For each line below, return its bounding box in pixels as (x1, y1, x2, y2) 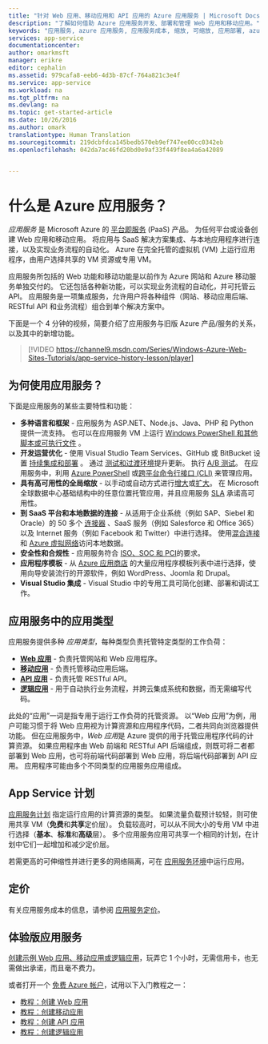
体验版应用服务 (8, 930, 82, 944)
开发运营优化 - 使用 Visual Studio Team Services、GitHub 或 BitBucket (19, 448, 252, 458)
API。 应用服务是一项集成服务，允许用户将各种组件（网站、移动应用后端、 (8, 291, 254, 301)
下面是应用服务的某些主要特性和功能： (8, 401, 134, 411)
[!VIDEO (27, 345, 54, 355)
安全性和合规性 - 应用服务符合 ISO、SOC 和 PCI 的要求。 (19, 548, 206, 558)
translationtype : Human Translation (8, 130, 130, 139)
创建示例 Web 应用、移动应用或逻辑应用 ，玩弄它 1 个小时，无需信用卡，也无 (8, 954, 258, 963)
